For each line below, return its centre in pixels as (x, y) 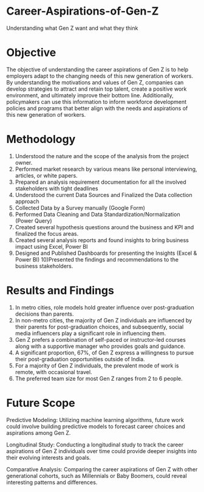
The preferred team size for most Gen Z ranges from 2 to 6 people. (99, 378)
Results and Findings (60, 291)
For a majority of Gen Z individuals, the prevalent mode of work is (97, 366)
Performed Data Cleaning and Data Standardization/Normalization (97, 214)
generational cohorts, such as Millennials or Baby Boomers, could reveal (97, 476)
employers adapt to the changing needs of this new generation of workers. (100, 76)
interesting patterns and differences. (52, 482)
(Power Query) (34, 221)
